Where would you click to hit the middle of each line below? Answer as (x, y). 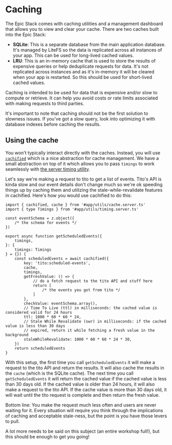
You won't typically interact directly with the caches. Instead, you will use (83, 153)
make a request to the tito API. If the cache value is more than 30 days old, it (86, 389)
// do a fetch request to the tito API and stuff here (93, 281)
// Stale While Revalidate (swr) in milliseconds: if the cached (95, 321)
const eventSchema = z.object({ (40, 218)
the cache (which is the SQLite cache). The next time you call (70, 373)
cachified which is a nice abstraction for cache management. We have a (82, 158)
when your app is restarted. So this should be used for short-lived (82, 77)
